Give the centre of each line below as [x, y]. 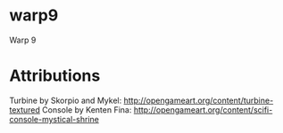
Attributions [55, 76]
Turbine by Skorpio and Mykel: [66, 100]
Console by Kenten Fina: [87, 110]
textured [25, 110]
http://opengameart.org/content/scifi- [203, 110]
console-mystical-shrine [54, 119]
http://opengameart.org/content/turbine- [199, 100]
